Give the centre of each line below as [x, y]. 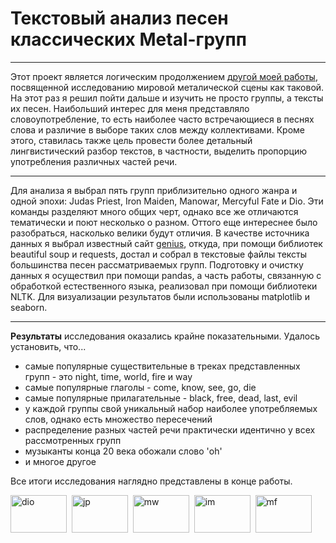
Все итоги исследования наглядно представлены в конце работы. [151, 481]
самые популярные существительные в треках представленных [162, 366]
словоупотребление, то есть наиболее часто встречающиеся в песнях [162, 119]
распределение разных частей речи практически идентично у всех [170, 429]
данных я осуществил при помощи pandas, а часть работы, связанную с [166, 275]
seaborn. [29, 307]
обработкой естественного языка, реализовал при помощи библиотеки [164, 286]
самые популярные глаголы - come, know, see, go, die [140, 387]
